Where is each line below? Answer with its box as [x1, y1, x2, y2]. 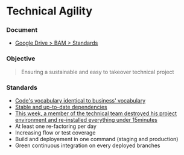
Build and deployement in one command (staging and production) [14, 136, 179, 143]
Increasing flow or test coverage [14, 129, 96, 136]
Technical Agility [6, 4, 92, 18]
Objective [6, 54, 36, 63]
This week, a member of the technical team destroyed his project [14, 110, 177, 117]
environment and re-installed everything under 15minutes [14, 116, 158, 124]
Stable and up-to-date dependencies [14, 104, 107, 111]
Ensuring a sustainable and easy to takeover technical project [21, 68, 174, 75]
